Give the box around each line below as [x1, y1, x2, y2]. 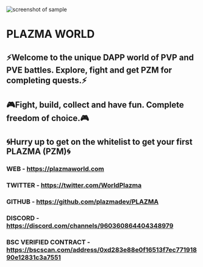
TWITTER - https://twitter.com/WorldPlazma [6, 181, 142, 189]
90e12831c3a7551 [6, 253, 61, 262]
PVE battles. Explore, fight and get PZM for [6, 65, 173, 75]
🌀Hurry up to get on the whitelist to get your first [6, 137, 193, 147]
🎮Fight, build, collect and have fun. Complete [6, 100, 184, 110]
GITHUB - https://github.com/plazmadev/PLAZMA [6, 197, 159, 206]
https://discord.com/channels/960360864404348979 [6, 222, 174, 230]
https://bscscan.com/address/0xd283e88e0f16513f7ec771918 [6, 245, 197, 254]
